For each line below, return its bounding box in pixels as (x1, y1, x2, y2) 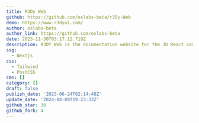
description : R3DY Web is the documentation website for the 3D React (6, 42, 184, 48)
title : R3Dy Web (6, 8, 46, 15)
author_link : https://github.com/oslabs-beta (6, 31, 120, 37)
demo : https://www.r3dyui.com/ (6, 20, 84, 25)
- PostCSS (11, 69, 36, 75)
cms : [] (6, 75, 25, 80)
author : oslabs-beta (6, 25, 57, 31)
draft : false (6, 86, 38, 92)
